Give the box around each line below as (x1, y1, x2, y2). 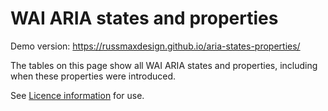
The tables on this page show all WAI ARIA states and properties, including (10, 59, 318, 71)
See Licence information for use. (10, 89, 145, 101)
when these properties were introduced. (10, 70, 177, 82)
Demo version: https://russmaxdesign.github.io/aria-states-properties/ (10, 40, 301, 52)
